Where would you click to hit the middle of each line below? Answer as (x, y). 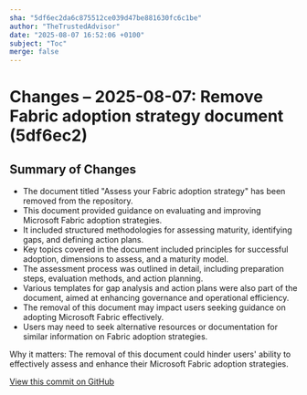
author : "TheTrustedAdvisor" (65, 26)
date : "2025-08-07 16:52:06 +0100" (77, 35)
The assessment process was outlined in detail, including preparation (153, 269)
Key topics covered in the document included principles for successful (155, 249)
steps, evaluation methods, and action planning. (113, 278)
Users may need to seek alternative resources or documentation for (150, 327)
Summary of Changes (73, 169)
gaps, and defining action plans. (83, 240)
